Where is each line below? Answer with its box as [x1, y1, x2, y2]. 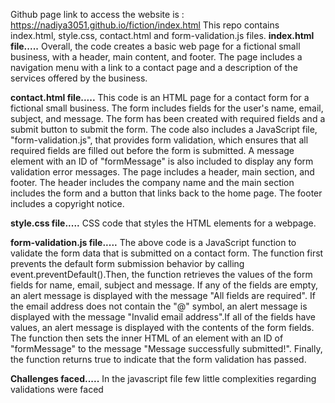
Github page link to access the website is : [10, 9, 185, 20]
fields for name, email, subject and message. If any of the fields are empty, [10, 279, 318, 291]
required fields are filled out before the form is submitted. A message [10, 145, 295, 156]
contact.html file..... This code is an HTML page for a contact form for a [10, 92, 310, 103]
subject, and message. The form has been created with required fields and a [10, 113, 326, 124]
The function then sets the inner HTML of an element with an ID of [10, 332, 284, 344]
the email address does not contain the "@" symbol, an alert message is [10, 300, 308, 312]
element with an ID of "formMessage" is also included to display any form [10, 155, 314, 167]
